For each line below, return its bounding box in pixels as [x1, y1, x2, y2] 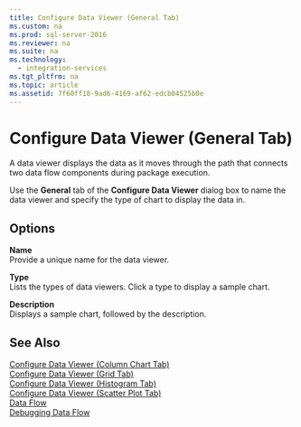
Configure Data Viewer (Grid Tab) [9, 368, 134, 380]
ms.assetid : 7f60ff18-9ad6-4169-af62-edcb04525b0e [9, 89, 204, 98]
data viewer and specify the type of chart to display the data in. [9, 195, 246, 205]
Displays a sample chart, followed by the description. [9, 308, 207, 319]
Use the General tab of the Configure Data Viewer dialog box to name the [9, 185, 287, 195]
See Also [9, 335, 61, 350]
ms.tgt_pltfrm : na [9, 72, 79, 81]
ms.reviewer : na [9, 38, 71, 48]
